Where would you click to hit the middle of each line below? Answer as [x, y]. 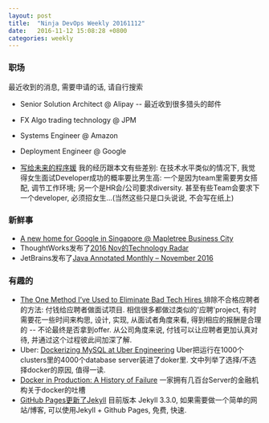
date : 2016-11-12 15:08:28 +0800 [68, 31]
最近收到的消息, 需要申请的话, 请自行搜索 [75, 87]
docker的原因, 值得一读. [66, 370]
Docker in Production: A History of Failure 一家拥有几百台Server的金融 [136, 380]
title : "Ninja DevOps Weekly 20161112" [77, 23]
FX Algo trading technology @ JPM [78, 120]
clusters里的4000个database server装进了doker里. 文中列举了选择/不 [134, 360]
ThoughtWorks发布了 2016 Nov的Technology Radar [104, 248]
